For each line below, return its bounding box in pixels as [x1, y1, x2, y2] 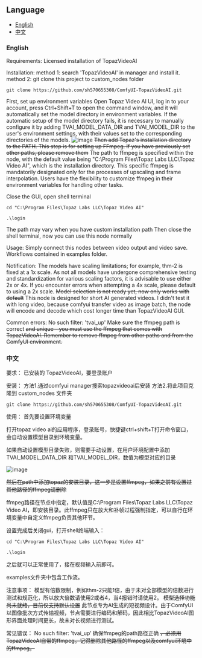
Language [6, 5, 45, 15]
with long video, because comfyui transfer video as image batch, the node [6, 301, 191, 308]
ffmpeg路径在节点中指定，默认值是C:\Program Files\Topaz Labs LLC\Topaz [6, 499, 193, 506]
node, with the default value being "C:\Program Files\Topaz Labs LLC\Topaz [6, 155, 195, 163]
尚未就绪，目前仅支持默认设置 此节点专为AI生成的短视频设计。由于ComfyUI [6, 602, 194, 609]
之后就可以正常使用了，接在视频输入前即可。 [6, 561, 118, 568]
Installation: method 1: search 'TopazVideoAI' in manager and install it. [6, 69, 180, 76]
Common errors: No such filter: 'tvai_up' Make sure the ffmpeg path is [6, 319, 180, 326]
